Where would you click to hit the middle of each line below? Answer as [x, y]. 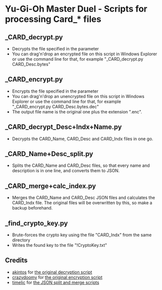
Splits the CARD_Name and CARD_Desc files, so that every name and [81, 165]
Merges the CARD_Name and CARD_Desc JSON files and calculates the [83, 198]
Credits [16, 260]
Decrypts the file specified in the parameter [55, 49]
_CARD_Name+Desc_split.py [49, 154]
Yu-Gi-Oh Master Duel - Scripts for [76, 9]
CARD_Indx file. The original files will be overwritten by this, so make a [82, 203]
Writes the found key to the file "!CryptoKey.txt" [59, 245]
